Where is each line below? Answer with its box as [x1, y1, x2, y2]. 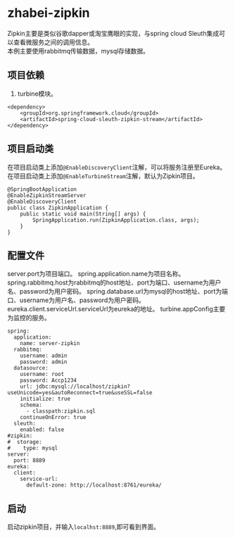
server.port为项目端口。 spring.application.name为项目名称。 [7, 270, 185, 278]
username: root [20, 371, 65, 378]
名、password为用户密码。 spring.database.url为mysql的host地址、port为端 [7, 287, 229, 296]
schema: [20, 401, 42, 409]
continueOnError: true [20, 414, 87, 421]
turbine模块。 [17, 89, 58, 98]
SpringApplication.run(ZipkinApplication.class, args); [32, 216, 200, 223]
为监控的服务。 [7, 313, 51, 322]
